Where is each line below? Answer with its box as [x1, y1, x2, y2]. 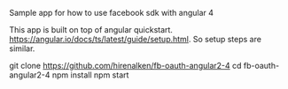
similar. [9, 43, 35, 54]
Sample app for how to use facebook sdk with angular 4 [9, 8, 214, 18]
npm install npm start [51, 70, 129, 80]
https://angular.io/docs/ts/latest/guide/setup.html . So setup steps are [9, 34, 261, 44]
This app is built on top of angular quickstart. [9, 25, 173, 34]
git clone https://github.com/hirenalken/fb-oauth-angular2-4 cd [9, 61, 242, 70]
